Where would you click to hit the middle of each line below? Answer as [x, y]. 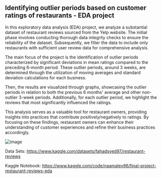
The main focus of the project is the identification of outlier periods [72, 57]
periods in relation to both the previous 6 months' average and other [73, 92]
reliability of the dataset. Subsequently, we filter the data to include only [77, 43]
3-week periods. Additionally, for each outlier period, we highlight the [88, 97]
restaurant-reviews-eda [29, 171]
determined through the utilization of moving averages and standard [73, 73]
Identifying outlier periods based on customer [76, 8]
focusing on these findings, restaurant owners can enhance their [69, 122]
